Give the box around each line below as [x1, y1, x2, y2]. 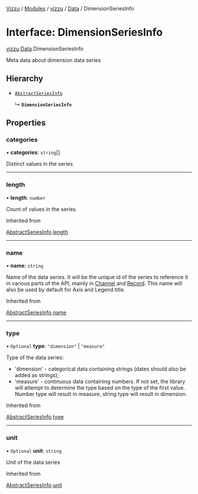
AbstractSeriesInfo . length [6, 228, 68, 235]
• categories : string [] [6, 149, 60, 156]
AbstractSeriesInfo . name [6, 309, 67, 316]
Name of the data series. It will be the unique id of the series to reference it [6, 274, 189, 281]
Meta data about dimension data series [6, 56, 101, 64]
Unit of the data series [6, 459, 60, 466]
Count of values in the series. [6, 205, 78, 212]
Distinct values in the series [6, 161, 73, 168]
